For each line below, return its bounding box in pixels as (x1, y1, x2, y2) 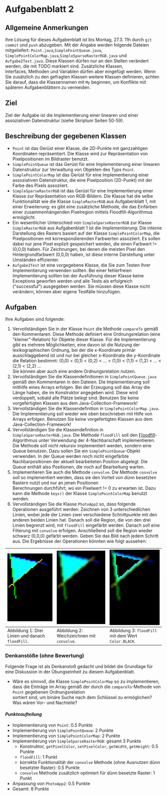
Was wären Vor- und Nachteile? (12, 700, 78, 706)
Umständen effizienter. (12, 256, 60, 263)
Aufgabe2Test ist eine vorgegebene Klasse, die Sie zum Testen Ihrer (12, 262, 151, 268)
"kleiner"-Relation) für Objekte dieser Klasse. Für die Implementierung (12, 336, 156, 343)
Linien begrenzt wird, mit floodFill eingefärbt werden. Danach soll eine (12, 522, 160, 528)
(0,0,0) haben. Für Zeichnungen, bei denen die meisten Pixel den (12, 246, 145, 252)
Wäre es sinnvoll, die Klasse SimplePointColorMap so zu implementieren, (12, 678, 160, 684)
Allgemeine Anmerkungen (5, 23, 88, 32)
